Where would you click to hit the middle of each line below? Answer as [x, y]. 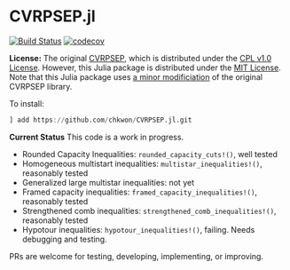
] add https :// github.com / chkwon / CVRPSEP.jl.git [101, 120]
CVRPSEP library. [41, 86]
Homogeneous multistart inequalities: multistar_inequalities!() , [142, 163]
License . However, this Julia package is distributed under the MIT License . [145, 67]
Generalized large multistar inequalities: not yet [108, 182]
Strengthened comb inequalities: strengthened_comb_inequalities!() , [149, 210]
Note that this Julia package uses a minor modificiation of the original [136, 76]
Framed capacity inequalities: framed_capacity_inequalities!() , [140, 192]
